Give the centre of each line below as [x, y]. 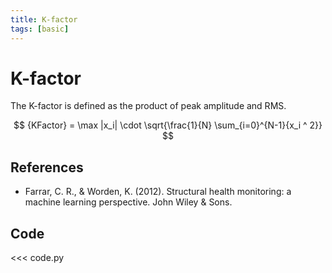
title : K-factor [44, 19]
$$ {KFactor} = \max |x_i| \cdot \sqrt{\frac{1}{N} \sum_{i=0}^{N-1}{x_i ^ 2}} [168, 125]
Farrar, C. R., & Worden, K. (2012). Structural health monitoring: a [158, 192]
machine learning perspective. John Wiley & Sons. [128, 202]
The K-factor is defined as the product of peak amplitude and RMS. [148, 106]
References [47, 167]
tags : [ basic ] [40, 29]
